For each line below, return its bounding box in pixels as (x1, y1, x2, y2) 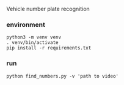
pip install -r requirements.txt (6, 45, 92, 51)
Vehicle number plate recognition (6, 6, 90, 12)
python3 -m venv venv (6, 34, 62, 40)
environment (6, 20, 46, 29)
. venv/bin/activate (6, 40, 59, 46)
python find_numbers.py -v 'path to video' (6, 73, 119, 79)
